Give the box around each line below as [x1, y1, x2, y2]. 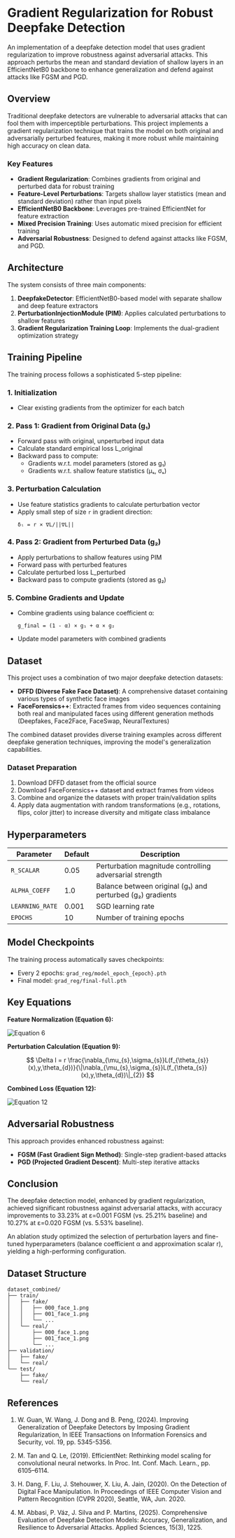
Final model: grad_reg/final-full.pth [17, 976, 127, 984]
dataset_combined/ [7, 1286, 61, 1293]
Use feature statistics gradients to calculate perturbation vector [17, 500, 201, 508]
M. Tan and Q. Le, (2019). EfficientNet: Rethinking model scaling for [17, 1451, 211, 1460]
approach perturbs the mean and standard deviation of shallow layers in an [7, 57, 224, 66]
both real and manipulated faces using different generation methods [17, 709, 214, 718]
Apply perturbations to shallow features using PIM [17, 553, 162, 561]
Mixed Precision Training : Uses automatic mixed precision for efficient [17, 219, 222, 228]
